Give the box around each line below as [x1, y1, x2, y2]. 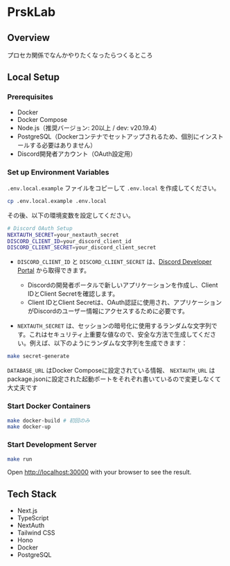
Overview [7, 32, 51, 44]
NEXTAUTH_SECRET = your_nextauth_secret [7, 231, 119, 238]
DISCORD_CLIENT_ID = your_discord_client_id [7, 238, 132, 245]
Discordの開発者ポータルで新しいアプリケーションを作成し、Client [27, 281, 218, 290]
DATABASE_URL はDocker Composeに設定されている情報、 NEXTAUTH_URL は [7, 366, 215, 375]
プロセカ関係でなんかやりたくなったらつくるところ [7, 51, 153, 59]
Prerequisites [7, 92, 53, 102]
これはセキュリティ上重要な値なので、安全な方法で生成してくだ [28, 330, 211, 339]
